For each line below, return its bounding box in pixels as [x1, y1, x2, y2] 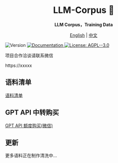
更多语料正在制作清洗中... [5, 153, 57, 159]
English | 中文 [69, 32, 98, 38]
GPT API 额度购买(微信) [5, 122, 53, 129]
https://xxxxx [5, 62, 32, 68]
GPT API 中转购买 [5, 108, 59, 117]
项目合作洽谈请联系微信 [5, 52, 53, 58]
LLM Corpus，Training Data [54, 21, 113, 27]
